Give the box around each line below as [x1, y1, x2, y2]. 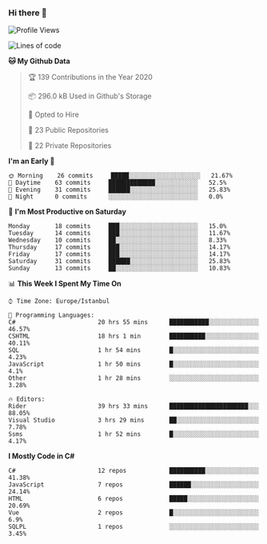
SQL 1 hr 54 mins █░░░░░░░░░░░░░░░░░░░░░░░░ [8, 346, 260, 354]
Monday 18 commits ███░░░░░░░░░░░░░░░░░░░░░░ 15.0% [8, 222, 227, 230]
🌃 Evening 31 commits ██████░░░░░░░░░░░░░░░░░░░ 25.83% [8, 186, 230, 194]
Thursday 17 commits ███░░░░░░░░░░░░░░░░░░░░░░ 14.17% [8, 243, 230, 251]
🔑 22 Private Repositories [27, 141, 112, 150]
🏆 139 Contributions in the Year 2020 [27, 72, 153, 82]
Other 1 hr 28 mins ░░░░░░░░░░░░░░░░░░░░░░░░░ [8, 374, 260, 382]
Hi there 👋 [8, 7, 48, 18]
